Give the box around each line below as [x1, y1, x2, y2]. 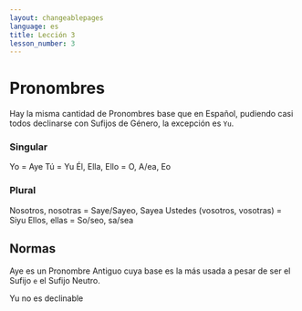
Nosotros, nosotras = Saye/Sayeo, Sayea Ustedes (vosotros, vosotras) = [9, 204, 283, 215]
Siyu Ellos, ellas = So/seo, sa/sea [9, 214, 134, 225]
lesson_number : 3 [9, 38, 76, 48]
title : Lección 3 [9, 30, 76, 39]
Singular [9, 140, 48, 153]
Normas [9, 241, 57, 256]
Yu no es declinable [9, 293, 84, 304]
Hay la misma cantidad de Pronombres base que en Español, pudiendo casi [9, 109, 294, 119]
